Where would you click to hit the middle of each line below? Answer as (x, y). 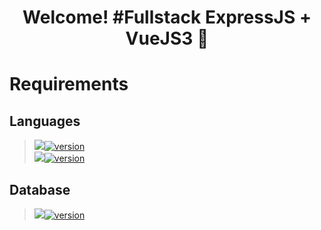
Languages (45, 121)
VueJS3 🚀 (167, 38)
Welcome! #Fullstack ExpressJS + (167, 17)
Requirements (69, 84)
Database (40, 189)
